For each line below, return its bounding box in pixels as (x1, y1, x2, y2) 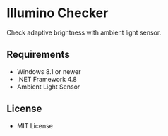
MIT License (16, 121, 54, 130)
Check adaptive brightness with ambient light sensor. (6, 28, 162, 37)
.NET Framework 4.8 (16, 75, 77, 83)
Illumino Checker (6, 5, 109, 21)
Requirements (6, 49, 70, 61)
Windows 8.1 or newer (16, 67, 81, 75)
